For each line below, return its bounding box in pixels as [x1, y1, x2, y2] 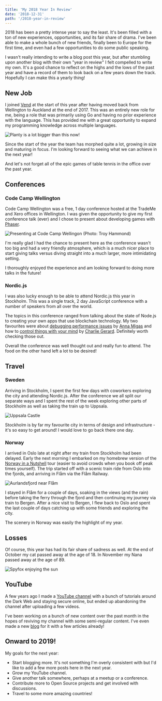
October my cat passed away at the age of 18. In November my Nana [5, 552, 143, 557]
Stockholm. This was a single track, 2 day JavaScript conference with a [5, 298, 147, 304]
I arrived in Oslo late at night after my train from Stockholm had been [5, 450, 142, 456]
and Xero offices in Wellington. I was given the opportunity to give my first [5, 211, 153, 216]
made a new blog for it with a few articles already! [5, 623, 105, 629]
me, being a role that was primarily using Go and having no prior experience [5, 112, 156, 118]
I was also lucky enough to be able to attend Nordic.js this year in [5, 293, 135, 299]
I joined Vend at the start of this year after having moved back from [5, 102, 139, 108]
